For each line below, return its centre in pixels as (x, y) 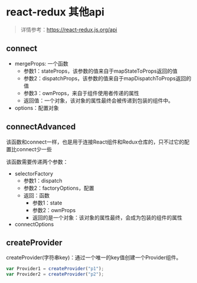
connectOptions (34, 224)
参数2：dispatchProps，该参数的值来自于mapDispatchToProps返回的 (107, 78)
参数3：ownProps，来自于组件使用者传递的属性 (81, 93)
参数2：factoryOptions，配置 (59, 188)
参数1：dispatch (43, 180)
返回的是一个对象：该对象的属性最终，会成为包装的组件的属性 (107, 217)
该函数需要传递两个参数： (37, 162)
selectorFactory (34, 173)
